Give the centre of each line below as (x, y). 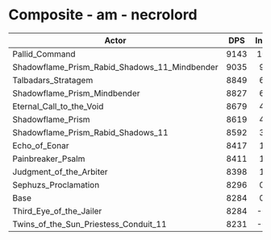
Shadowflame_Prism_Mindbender (76, 93)
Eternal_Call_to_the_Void (58, 106)
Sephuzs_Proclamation (56, 184)
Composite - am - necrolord (103, 15)
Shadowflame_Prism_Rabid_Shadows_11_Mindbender (115, 67)
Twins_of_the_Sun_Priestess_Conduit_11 (90, 224)
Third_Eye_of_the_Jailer (57, 211)
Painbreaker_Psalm (49, 159)
